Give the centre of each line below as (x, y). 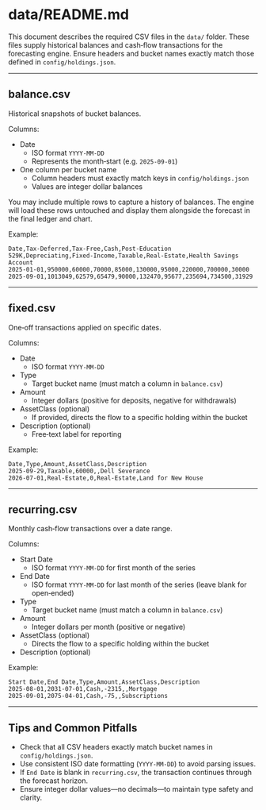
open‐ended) (53, 593)
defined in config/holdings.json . (62, 62)
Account (21, 262)
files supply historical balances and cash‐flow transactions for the (116, 44)
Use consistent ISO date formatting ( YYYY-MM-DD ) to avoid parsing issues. (137, 764)
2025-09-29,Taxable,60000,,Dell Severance (79, 471)
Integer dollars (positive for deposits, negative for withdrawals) (134, 400)
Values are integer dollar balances (87, 186)
